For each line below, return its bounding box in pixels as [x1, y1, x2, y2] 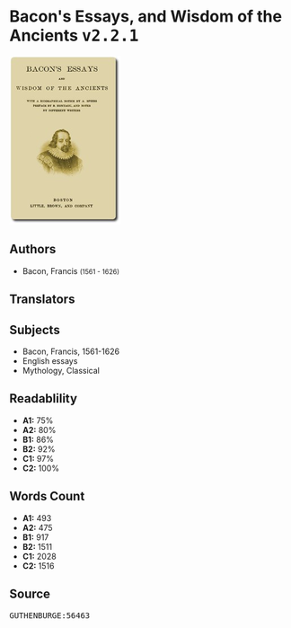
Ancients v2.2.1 [9, 25, 139, 46]
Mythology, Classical [22, 365, 101, 376]
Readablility [9, 391, 78, 406]
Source [9, 586, 51, 601]
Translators [9, 292, 75, 307]
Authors [9, 242, 57, 257]
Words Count [9, 489, 85, 504]
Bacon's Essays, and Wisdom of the [9, 6, 283, 27]
